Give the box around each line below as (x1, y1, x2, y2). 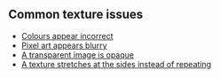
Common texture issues (8, 7, 144, 22)
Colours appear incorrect (20, 30, 114, 41)
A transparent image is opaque (20, 49, 135, 60)
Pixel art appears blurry (20, 40, 107, 51)
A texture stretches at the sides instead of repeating (20, 58, 212, 69)
